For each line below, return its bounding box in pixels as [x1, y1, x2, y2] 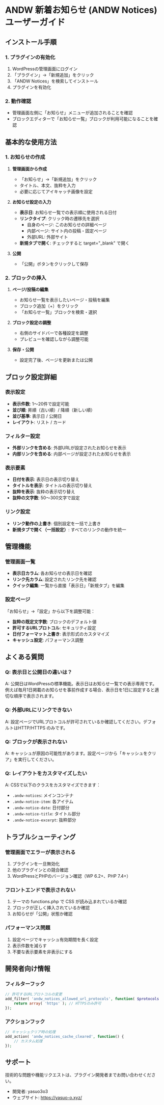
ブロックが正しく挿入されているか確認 [12, 905, 90, 911]
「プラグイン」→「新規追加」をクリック [12, 72, 94, 78]
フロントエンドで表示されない [5, 887, 76, 893]
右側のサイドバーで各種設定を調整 [19, 330, 88, 336]
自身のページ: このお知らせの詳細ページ [27, 221, 107, 227]
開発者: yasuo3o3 [12, 1088, 48, 1095]
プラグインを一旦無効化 [12, 861, 60, 866]
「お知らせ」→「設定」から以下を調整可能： [5, 608, 96, 614]
